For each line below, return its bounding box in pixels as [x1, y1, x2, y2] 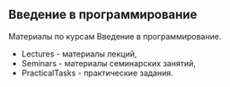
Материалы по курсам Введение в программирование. [8, 30, 222, 41]
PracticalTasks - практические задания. [21, 67, 174, 78]
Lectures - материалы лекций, [21, 48, 137, 59]
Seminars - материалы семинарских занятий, [21, 57, 197, 68]
